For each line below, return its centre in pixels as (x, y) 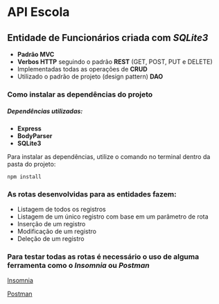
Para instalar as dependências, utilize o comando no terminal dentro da (109, 156)
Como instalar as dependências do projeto (80, 94)
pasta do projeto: (32, 164)
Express (29, 128)
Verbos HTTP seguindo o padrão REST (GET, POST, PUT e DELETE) (115, 62)
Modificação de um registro (57, 231)
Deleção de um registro (51, 239)
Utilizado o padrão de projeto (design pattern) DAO (90, 76)
